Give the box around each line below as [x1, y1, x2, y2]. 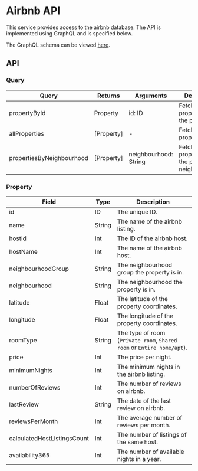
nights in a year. [117, 454, 161, 463]
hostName [9, 247, 38, 256]
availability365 [9, 451, 50, 459]
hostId [9, 234, 27, 243]
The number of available [117, 447, 184, 456]
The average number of [117, 413, 183, 421]
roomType [9, 336, 37, 344]
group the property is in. [117, 268, 184, 276]
